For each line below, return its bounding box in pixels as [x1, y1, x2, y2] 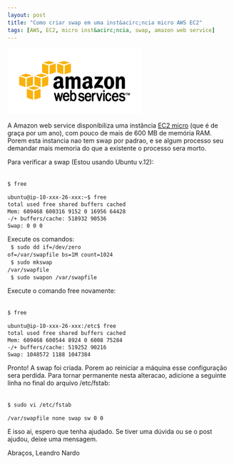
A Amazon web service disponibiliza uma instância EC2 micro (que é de [7, 121, 219, 130]
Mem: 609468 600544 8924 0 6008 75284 [7, 337, 123, 344]
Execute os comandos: [7, 235, 75, 244]
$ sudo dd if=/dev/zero [10, 244, 81, 251]
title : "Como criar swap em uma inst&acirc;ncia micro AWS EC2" [7, 19, 203, 26]
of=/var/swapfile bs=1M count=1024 [7, 252, 113, 259]
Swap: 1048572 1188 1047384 [7, 351, 91, 359]
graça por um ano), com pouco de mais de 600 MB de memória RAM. [7, 129, 212, 138]
